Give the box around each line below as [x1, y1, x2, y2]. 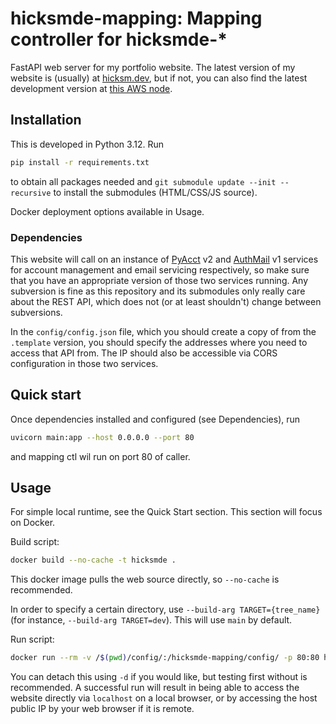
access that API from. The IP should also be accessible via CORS [10, 347, 278, 359]
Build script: [10, 536, 60, 548]
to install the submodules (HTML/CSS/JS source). [53, 186, 258, 198]
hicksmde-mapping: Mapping [10, 7, 263, 30]
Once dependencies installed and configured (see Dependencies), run [10, 413, 301, 425]
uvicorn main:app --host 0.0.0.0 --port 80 [10, 432, 195, 442]
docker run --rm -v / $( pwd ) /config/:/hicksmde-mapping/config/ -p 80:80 [10, 653, 320, 663]
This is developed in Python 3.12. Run [10, 138, 164, 150]
